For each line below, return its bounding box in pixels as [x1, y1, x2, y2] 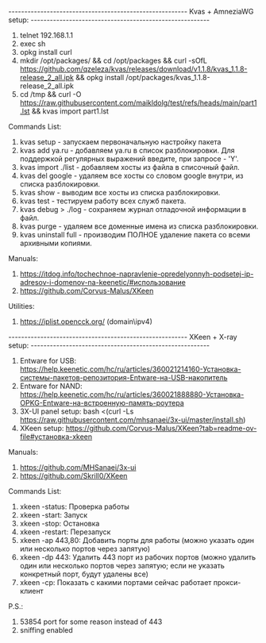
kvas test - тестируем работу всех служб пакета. [19, 196, 187, 206]
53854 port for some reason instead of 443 [19, 617, 163, 626]
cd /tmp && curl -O [19, 90, 82, 98]
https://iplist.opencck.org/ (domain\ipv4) [19, 317, 153, 326]
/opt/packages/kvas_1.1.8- [125, 73, 210, 82]
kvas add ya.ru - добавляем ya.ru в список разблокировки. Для [19, 146, 236, 155]
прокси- [213, 578, 241, 587]
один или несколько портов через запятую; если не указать [19, 561, 225, 570]
